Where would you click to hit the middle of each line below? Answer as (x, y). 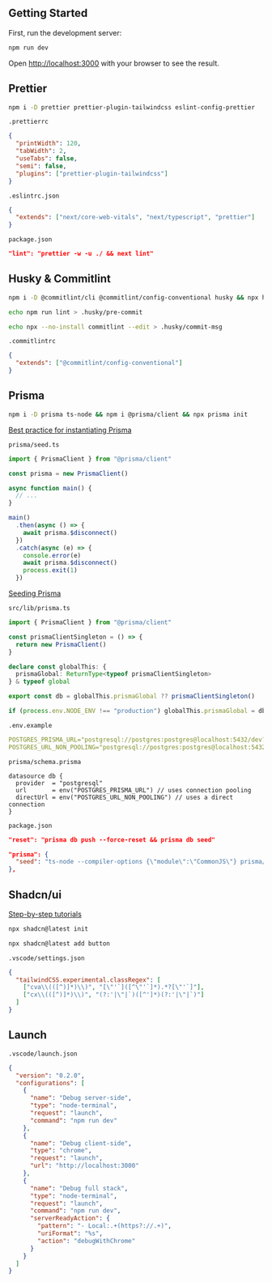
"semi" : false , (41, 166)
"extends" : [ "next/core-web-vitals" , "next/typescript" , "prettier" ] (135, 218)
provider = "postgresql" (59, 783)
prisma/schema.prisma (45, 762)
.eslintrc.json (34, 196)
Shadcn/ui (35, 895)
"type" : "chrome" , (61, 1151)
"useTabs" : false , (47, 159)
